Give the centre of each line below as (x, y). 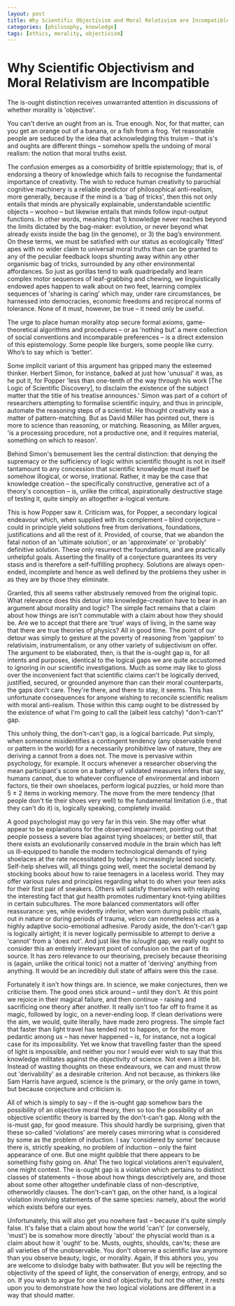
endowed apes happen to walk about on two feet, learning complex (104, 286)
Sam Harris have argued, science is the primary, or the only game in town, (114, 1081)
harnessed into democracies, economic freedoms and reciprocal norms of (114, 301)
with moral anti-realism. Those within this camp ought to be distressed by (113, 705)
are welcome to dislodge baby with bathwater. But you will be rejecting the (115, 1265)
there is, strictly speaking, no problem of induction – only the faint (102, 1147)
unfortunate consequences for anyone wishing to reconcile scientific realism (117, 698)
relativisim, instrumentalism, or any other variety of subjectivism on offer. (112, 645)
